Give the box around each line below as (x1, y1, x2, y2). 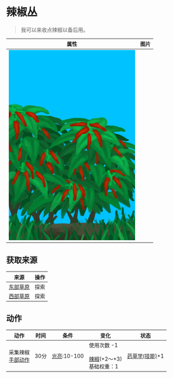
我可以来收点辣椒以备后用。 (20, 26, 89, 33)
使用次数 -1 (88, 342, 118, 349)
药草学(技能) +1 (127, 352, 164, 360)
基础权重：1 (88, 363, 118, 370)
